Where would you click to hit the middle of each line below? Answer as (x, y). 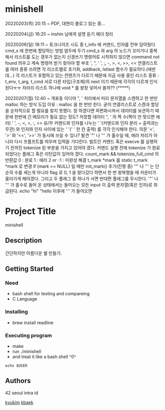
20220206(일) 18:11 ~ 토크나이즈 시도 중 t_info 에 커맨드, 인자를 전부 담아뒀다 (80, 44)
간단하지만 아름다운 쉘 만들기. (34, 253)
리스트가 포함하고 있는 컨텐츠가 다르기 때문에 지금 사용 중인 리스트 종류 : (90, 75)
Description (23, 241)
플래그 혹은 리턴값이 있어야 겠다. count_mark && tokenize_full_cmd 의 (90, 154)
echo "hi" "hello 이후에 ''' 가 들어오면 (56, 191)
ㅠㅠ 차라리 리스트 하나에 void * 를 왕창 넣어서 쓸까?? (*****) (72, 88)
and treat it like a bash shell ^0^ (44, 357)
